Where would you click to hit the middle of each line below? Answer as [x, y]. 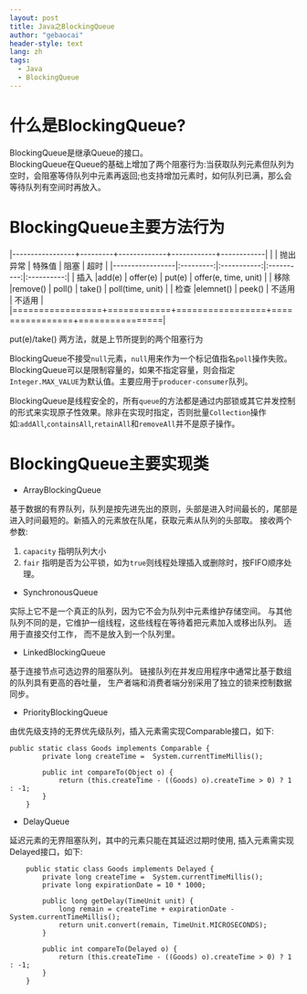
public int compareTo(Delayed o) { [110, 949]
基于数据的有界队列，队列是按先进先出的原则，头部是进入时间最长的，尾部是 [153, 508]
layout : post [34, 18]
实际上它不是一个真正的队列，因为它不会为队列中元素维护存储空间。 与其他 [151, 611]
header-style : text [47, 43]
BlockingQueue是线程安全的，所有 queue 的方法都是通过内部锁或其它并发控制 [153, 401]
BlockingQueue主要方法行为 [117, 227]
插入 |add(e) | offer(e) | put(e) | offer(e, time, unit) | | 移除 [183, 277]
